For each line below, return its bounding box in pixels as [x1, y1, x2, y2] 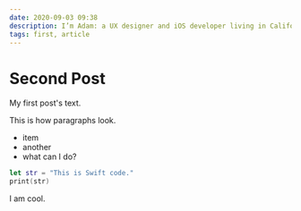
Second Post [9, 68, 106, 89]
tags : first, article [9, 30, 90, 38]
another [21, 142, 52, 153]
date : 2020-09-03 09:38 [9, 13, 99, 22]
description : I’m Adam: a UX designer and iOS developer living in [9, 21, 267, 30]
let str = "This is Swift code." [9, 169, 134, 178]
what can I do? [21, 151, 77, 162]
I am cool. [9, 193, 46, 204]
